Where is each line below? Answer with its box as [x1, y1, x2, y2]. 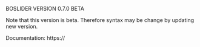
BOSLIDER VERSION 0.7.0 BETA [5, 5, 85, 12]
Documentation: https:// [5, 35, 65, 41]
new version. [5, 23, 38, 30]
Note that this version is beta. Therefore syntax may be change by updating [5, 17, 195, 23]
